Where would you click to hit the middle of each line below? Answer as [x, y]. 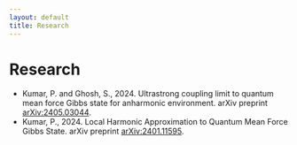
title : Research [39, 26]
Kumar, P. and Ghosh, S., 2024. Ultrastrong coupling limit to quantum [148, 94]
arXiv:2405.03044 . [56, 112]
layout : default [39, 17]
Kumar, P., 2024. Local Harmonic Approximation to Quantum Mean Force [155, 122]
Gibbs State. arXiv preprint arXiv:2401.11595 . [103, 131]
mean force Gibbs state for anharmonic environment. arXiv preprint [145, 103]
